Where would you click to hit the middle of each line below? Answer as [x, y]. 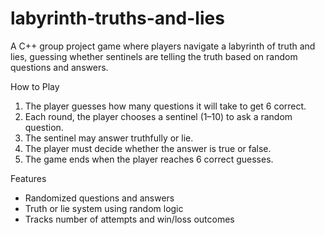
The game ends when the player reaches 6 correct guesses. [149, 159]
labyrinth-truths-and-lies [117, 18]
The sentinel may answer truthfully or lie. [109, 138]
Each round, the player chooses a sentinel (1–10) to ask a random [158, 116]
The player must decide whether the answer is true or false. [148, 148]
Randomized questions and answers [99, 198]
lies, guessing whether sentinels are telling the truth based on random [154, 56]
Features [28, 178]
